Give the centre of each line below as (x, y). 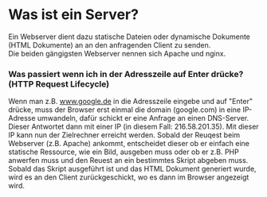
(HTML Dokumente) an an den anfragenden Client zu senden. (110, 44)
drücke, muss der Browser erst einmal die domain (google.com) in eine (125, 110)
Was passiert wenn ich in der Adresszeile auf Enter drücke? (126, 74)
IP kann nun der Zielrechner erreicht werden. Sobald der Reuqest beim (124, 135)
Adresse (22, 118)
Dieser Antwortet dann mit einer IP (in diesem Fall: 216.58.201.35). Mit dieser (133, 127)
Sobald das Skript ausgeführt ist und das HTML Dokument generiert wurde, (132, 169)
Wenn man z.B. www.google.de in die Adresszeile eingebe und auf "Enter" (131, 102)
